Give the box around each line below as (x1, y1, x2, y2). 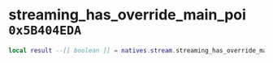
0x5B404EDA (8, 23, 82, 38)
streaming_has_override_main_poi (8, 6, 246, 24)
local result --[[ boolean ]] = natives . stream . (8, 46, 176, 54)
